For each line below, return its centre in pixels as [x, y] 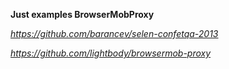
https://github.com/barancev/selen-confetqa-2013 [114, 33]
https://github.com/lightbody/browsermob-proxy [111, 53]
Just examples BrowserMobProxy [82, 14]
